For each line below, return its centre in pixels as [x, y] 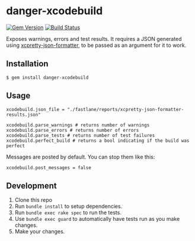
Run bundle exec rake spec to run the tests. [68, 213]
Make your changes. [40, 232]
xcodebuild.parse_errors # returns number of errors [73, 130]
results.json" [24, 115]
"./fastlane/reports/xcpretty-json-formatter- [126, 109]
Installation [27, 64]
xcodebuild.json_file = [36, 109]
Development [32, 185]
